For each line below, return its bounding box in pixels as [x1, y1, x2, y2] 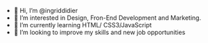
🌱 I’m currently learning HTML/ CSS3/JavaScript [13, 21, 153, 29]
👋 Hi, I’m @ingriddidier [13, 7, 78, 14]
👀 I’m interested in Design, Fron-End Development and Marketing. [13, 14, 202, 22]
